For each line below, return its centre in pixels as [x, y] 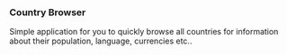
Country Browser [48, 12]
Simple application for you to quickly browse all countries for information [144, 32]
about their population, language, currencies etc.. [101, 41]
